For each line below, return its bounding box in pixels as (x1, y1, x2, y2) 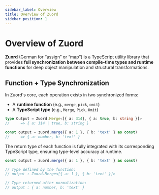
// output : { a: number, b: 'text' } (5, 185, 85, 190)
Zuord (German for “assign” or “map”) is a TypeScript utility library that (5, 54, 149, 60)
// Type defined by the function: (5, 167, 76, 172)
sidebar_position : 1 (5, 16, 48, 21)
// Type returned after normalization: (5, 181, 87, 186)
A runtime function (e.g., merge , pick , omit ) (12, 102, 100, 108)
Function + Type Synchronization (5, 78, 109, 87)
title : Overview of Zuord (5, 12, 58, 17)
